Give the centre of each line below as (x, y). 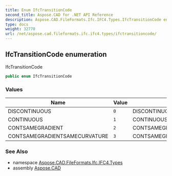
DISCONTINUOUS (30, 111)
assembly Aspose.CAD (37, 168)
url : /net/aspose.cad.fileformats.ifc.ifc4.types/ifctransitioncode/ (81, 34)
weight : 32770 (20, 29)
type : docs (17, 24)
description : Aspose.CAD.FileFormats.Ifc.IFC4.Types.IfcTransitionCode (83, 19)
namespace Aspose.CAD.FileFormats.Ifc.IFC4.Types (68, 163)
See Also (17, 151)
